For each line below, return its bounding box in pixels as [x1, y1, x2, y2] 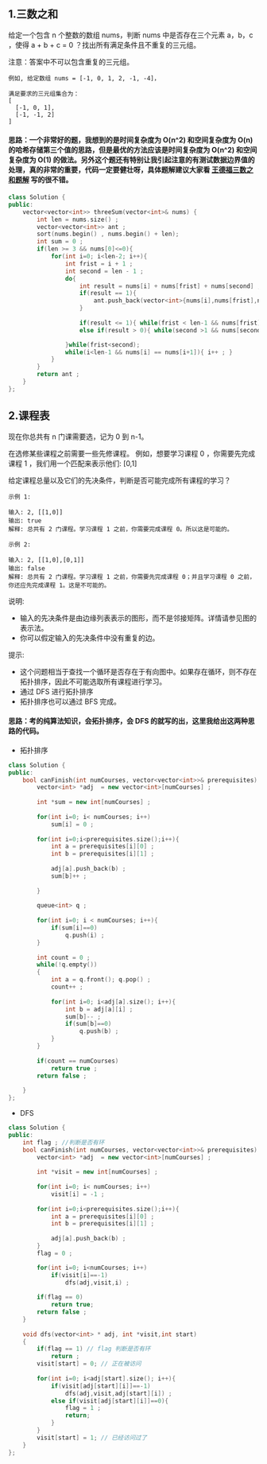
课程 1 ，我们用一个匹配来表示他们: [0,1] [8, 458, 137, 468]
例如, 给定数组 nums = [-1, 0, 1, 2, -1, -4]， [8, 74, 161, 82]
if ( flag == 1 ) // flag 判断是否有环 [37, 1345, 151, 1353]
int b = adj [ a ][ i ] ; [64, 1005, 133, 1013]
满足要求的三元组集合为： [8, 90, 79, 98]
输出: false [8, 564, 45, 573]
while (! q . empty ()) [37, 961, 98, 969]
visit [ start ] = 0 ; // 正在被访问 [37, 1360, 141, 1368]
